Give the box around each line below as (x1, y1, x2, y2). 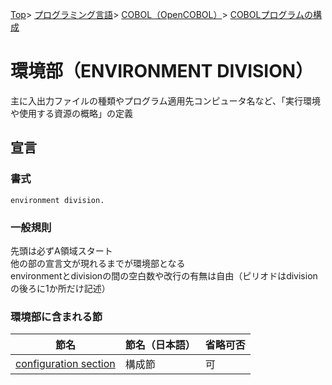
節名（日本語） (124, 338, 196, 352)
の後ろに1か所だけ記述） (10, 282, 111, 294)
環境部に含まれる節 (10, 309, 103, 323)
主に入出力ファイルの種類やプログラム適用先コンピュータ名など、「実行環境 (10, 94, 321, 107)
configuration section (15, 357, 116, 371)
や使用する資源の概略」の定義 (10, 107, 133, 119)
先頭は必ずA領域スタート (10, 244, 113, 257)
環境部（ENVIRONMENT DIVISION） (10, 60, 314, 83)
